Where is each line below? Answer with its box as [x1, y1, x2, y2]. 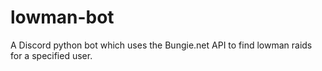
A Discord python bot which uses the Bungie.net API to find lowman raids [10, 39, 313, 51]
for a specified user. [10, 49, 93, 61]
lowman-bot [10, 6, 115, 29]
